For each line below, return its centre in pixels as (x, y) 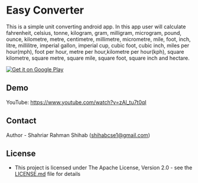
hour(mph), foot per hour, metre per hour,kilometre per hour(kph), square (95, 51)
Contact (21, 121)
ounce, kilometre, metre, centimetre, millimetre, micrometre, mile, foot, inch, (98, 39)
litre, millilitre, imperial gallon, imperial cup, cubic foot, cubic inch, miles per (98, 45)
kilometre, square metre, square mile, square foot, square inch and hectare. (98, 58)
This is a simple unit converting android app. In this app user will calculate (96, 27)
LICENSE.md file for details (48, 174)
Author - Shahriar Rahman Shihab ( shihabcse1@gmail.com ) (78, 135)
